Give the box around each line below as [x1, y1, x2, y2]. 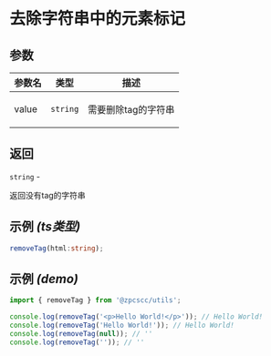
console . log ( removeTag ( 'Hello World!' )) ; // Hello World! [9, 320, 235, 331]
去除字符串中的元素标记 [9, 8, 186, 29]
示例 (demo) [9, 270, 79, 287]
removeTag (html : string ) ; [9, 243, 104, 253]
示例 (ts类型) [9, 219, 81, 235]
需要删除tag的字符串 [88, 104, 175, 116]
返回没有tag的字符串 [9, 189, 87, 200]
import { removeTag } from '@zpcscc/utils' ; [9, 296, 182, 305]
